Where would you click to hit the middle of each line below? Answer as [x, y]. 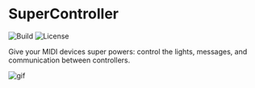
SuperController [64, 14]
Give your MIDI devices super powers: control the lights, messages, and [128, 51]
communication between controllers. [69, 60]
